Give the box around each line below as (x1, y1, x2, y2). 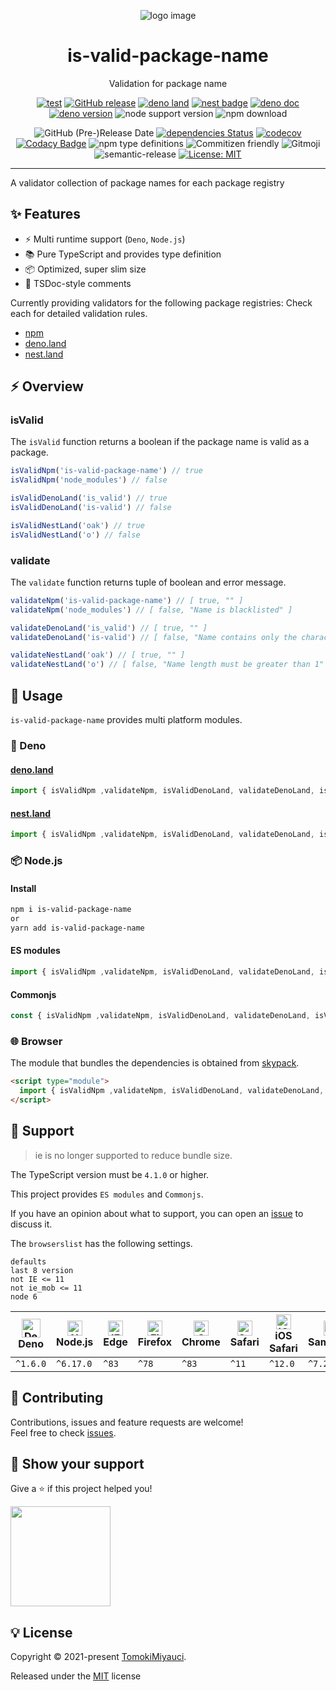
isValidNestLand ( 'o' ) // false (10, 530, 141, 540)
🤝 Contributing (10, 1390, 104, 1407)
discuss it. (10, 1218, 53, 1230)
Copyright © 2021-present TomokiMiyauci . (10, 1651, 187, 1663)
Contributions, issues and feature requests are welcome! (10, 1416, 244, 1428)
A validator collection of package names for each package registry (10, 176, 285, 189)
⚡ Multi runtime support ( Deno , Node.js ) (24, 233, 186, 245)
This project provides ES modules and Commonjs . (10, 1188, 204, 1200)
